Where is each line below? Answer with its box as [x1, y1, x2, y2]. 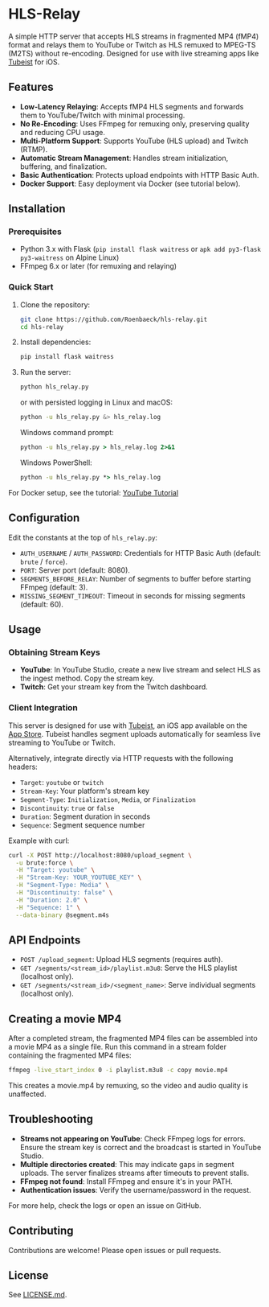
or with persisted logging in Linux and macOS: [19, 397, 173, 407]
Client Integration [8, 702, 79, 713]
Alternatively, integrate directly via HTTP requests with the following [8, 753, 234, 762]
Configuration [8, 512, 80, 525]
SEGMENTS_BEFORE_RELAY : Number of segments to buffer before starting [19, 573, 251, 583]
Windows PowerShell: [19, 458, 92, 467]
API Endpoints [8, 933, 81, 947]
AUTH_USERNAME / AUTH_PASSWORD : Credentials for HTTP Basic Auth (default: [19, 548, 262, 557]
